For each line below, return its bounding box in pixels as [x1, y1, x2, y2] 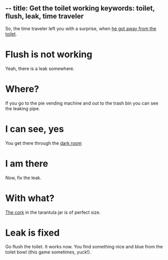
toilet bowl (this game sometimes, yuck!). [5, 249, 91, 255]
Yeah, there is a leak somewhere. [5, 66, 75, 72]
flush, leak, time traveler [5, 12, 84, 21]
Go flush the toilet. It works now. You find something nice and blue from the [5, 244, 163, 250]
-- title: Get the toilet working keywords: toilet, [5, 4, 155, 13]
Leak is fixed [5, 227, 60, 238]
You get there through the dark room [5, 140, 82, 146]
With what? [5, 192, 55, 204]
